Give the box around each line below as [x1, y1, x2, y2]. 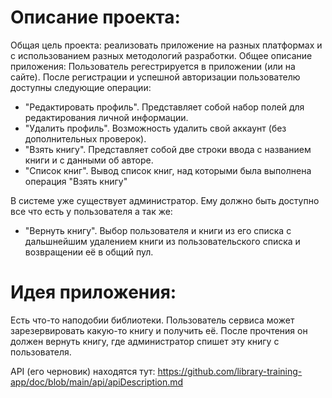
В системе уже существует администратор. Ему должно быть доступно [10, 194, 320, 206]
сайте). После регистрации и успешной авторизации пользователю [10, 71, 301, 83]
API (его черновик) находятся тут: [10, 365, 156, 377]
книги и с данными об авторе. [24, 154, 154, 166]
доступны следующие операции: [10, 81, 152, 93]
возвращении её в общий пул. [24, 246, 154, 258]
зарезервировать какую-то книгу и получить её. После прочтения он [10, 324, 308, 336]
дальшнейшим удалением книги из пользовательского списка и [24, 235, 301, 247]
